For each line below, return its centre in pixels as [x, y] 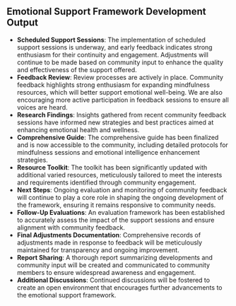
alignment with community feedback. [71, 227]
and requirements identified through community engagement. [106, 182]
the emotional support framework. [66, 295]
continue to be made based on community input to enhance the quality [120, 62]
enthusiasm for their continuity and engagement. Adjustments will [113, 54]
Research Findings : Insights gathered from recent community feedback [122, 114]
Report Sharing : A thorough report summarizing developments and [115, 257]
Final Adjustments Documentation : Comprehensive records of [109, 235]
